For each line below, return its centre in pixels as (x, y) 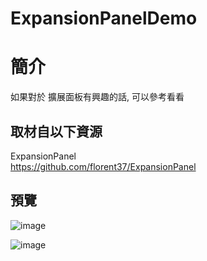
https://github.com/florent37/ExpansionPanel (103, 166)
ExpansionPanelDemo (104, 18)
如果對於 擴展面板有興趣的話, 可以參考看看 (97, 97)
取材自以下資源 (56, 131)
